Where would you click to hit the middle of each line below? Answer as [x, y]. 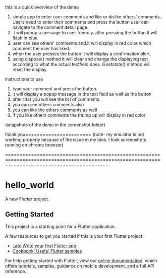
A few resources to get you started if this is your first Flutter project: [74, 236]
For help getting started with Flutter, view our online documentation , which [81, 261]
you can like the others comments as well [55, 110]
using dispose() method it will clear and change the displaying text [80, 59]
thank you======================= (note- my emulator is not [75, 134]
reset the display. [30, 69]
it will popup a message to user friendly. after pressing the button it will [85, 33]
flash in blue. [25, 38]
